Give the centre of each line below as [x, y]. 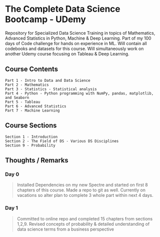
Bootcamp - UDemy [46, 19]
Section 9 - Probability [30, 145]
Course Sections [31, 126]
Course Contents [32, 69]
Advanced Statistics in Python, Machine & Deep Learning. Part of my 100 [78, 38]
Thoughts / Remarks [37, 160]
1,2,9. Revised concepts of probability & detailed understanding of [83, 224]
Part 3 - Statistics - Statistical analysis [51, 89]
